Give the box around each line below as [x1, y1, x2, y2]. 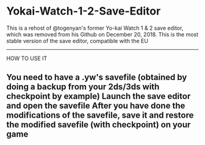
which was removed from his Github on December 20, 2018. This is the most [6, 30, 199, 38]
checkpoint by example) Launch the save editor [6, 91, 191, 101]
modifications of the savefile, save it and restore [6, 110, 194, 121]
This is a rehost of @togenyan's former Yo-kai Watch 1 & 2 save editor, [6, 24, 184, 32]
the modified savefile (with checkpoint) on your [6, 120, 191, 130]
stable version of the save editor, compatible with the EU [6, 37, 148, 44]
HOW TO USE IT [6, 55, 48, 62]
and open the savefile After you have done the [6, 101, 185, 111]
